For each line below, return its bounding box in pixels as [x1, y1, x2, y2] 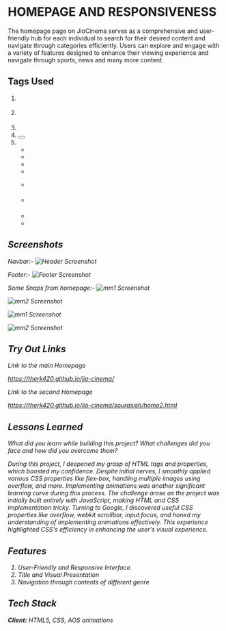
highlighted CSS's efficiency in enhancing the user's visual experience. [8, 525, 208, 534]
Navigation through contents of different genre [17, 578, 150, 586]
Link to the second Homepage [8, 388, 93, 396]
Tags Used [8, 76, 54, 88]
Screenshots [8, 239, 63, 251]
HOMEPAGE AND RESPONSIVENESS [8, 4, 217, 20]
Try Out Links [8, 343, 66, 355]
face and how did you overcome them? [8, 447, 118, 455]
